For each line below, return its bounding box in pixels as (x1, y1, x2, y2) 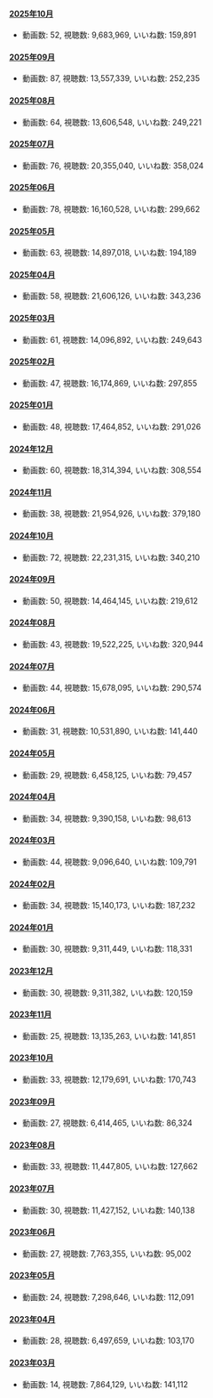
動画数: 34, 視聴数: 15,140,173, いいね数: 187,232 (21, 900, 196, 911)
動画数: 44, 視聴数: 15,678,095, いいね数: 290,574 (21, 682, 202, 694)
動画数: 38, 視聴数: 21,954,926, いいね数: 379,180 (21, 508, 201, 519)
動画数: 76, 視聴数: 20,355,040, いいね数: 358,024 (21, 160, 204, 171)
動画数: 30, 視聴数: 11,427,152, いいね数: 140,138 (21, 1205, 195, 1215)
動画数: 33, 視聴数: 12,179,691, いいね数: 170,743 (21, 1074, 197, 1085)
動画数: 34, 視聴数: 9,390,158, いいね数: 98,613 (21, 813, 192, 824)
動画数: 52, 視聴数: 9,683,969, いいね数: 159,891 (21, 29, 197, 40)
